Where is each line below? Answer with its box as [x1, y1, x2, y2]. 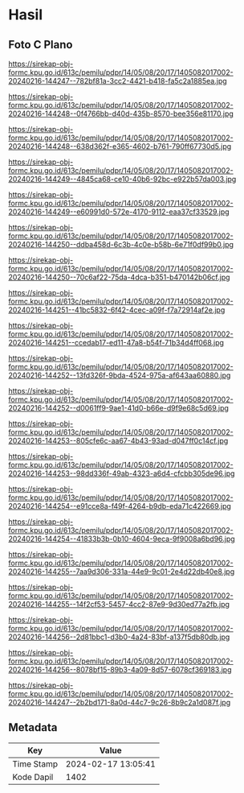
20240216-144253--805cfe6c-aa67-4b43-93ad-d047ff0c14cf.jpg [8, 436, 229, 445]
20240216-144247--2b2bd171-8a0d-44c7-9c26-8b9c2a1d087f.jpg [8, 698, 231, 707]
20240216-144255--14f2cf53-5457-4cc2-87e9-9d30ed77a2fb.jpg [8, 600, 230, 609]
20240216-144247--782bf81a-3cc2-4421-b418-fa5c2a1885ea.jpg [8, 76, 227, 85]
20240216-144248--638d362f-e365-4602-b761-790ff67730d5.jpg [8, 142, 232, 151]
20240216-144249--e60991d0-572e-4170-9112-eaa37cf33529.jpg [8, 207, 230, 217]
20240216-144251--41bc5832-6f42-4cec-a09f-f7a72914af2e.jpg [8, 305, 226, 315]
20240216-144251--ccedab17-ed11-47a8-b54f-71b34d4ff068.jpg [8, 338, 225, 347]
